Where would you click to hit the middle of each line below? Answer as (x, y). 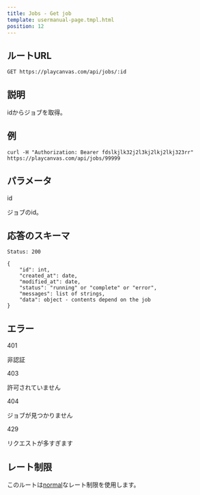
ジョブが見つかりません (40, 415)
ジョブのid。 (25, 212)
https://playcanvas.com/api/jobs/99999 (64, 158)
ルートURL (30, 56)
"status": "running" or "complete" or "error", (88, 288)
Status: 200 (24, 252)
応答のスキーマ (39, 236)
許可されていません (34, 387)
